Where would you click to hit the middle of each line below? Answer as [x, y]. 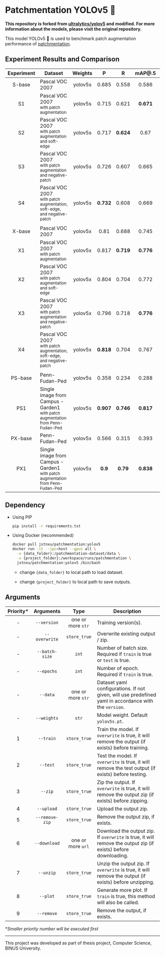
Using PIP [22, 517]
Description [127, 611]
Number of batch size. [123, 648]
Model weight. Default [122, 715]
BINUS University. [23, 948]
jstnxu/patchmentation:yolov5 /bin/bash [59, 563]
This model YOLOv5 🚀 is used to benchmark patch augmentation [71, 38]
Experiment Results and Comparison [62, 59]
